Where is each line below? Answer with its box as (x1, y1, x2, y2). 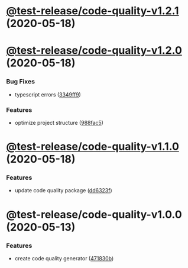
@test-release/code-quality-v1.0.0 (6, 208, 182, 221)
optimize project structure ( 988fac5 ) (14, 119, 103, 126)
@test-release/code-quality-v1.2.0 (6, 44, 182, 57)
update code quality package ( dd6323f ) (14, 187, 112, 194)
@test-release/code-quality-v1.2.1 (6, 4, 179, 18)
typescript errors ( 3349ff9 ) (14, 91, 81, 98)
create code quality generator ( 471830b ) (14, 254, 114, 261)
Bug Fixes (6, 78, 35, 86)
